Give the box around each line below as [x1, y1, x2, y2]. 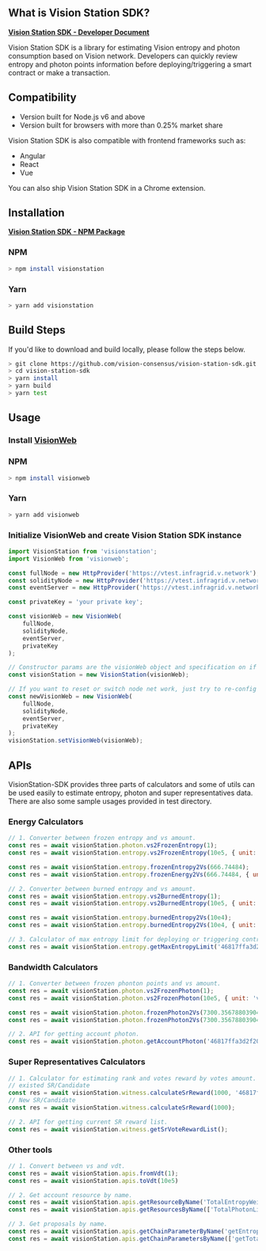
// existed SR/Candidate [8, 1082, 90, 1089]
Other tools [8, 1144, 53, 1155]
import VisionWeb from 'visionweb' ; [8, 554, 129, 563]
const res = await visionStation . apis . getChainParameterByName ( [8, 1227, 225, 1236]
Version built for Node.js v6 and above [19, 112, 146, 121]
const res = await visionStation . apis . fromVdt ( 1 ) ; [8, 1169, 179, 1177]
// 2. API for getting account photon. [8, 1030, 140, 1038]
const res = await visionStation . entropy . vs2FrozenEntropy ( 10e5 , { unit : [8, 849, 257, 857]
